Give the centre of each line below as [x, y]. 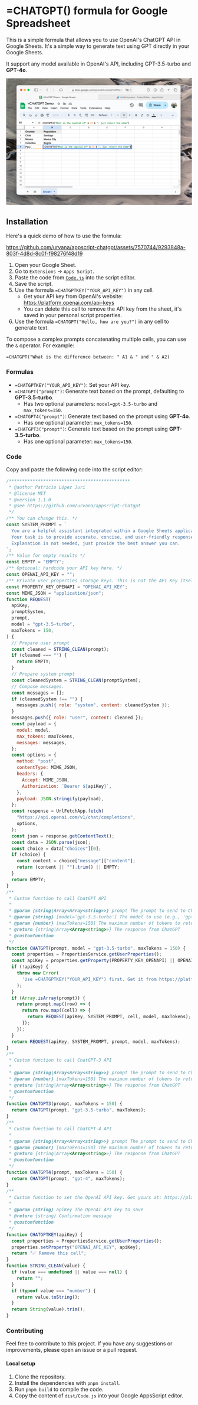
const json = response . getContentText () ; [63, 836]
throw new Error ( [38, 973]
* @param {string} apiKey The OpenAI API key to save [76, 1210]
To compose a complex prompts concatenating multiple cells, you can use [96, 339]
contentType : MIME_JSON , [47, 768]
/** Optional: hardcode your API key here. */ [64, 568]
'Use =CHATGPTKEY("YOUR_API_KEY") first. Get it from [89, 979]
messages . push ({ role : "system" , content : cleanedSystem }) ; [93, 705]
